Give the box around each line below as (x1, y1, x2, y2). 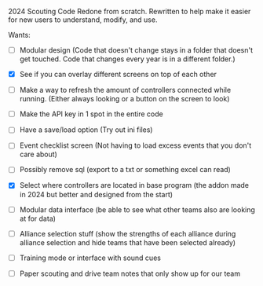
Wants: (8, 31, 31, 39)
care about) (19, 149, 57, 159)
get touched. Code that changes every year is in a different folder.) (19, 54, 236, 64)
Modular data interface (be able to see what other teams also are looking (19, 204, 255, 214)
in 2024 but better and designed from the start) (19, 189, 174, 199)
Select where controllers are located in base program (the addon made (19, 181, 250, 190)
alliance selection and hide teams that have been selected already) (19, 237, 236, 247)
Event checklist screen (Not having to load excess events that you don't (19, 141, 252, 150)
